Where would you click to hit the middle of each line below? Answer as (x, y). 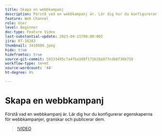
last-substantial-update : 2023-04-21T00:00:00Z (54, 37)
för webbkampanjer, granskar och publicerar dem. (55, 119)
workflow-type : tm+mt (27, 63)
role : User (16, 23)
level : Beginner (21, 28)
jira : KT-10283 (20, 41)
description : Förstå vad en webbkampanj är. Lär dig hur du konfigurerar (81, 14)
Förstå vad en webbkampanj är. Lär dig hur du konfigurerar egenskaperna (79, 114)
